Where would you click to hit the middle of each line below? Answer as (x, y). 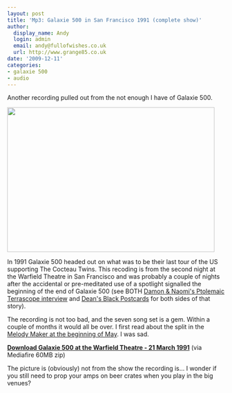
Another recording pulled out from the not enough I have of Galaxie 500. (110, 98)
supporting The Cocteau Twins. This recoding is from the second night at (112, 269)
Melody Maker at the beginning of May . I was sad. (78, 334)
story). (17, 306)
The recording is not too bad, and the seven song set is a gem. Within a (109, 320)
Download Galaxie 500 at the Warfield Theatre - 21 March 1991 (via (105, 348)
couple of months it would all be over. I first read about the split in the (106, 327)
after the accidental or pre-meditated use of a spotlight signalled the (104, 284)
